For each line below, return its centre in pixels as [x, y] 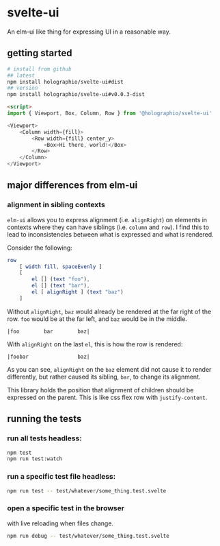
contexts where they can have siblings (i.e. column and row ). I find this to [108, 227]
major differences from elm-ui [72, 186]
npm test [19, 453]
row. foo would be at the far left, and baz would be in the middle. [97, 319]
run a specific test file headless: [61, 477]
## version [23, 88]
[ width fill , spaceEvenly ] [61, 266]
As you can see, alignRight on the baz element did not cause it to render [109, 369]
